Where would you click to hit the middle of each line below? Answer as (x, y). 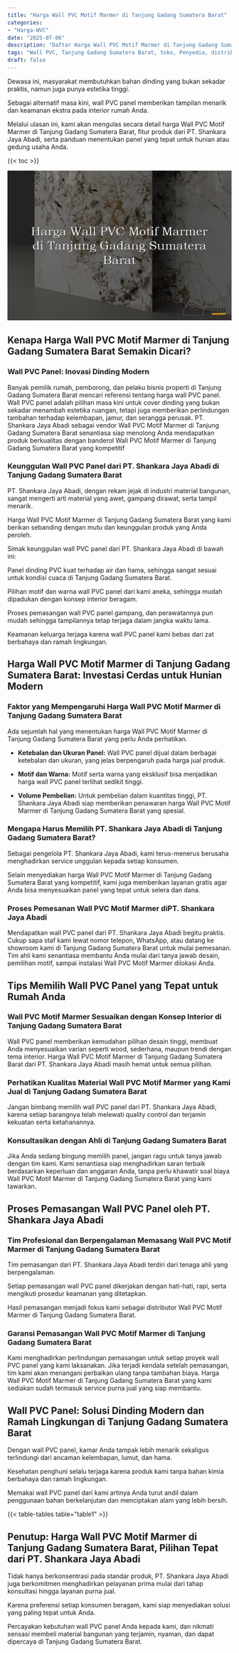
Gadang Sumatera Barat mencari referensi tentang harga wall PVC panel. (114, 395)
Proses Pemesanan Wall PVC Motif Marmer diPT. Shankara (111, 908)
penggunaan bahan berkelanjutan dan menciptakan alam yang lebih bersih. (118, 1500)
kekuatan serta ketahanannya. (52, 1122)
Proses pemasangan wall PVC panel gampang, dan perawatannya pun (110, 612)
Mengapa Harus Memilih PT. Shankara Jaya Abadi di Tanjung (115, 829)
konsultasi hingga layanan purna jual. (62, 1591)
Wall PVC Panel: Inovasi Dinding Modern (78, 372)
